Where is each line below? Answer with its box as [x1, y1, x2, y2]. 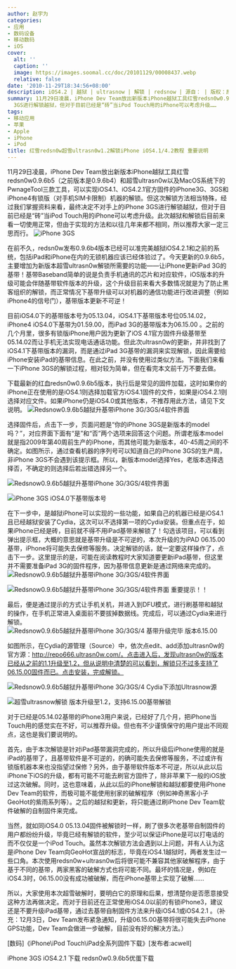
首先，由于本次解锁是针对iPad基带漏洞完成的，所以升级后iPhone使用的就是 [7, 745, 225, 753]
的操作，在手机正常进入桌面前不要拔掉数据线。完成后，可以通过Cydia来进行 [7, 609, 227, 617]
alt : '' [13, 56, 37, 63]
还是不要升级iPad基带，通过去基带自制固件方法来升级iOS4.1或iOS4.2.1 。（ [7, 907, 220, 915]
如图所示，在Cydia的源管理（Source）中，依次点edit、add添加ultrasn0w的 [7, 642, 225, 650]
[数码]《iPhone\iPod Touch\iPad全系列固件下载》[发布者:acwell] [7, 939, 192, 947]
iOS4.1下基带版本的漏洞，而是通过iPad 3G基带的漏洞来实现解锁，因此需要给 [7, 347, 226, 355]
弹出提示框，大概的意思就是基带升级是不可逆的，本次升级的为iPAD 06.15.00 [7, 535, 225, 543]
